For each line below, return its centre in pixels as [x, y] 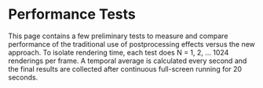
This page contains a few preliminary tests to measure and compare [118, 36]
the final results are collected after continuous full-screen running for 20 [125, 69]
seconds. [23, 77]
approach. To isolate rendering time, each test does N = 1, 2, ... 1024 [119, 52]
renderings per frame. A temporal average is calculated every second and [128, 61]
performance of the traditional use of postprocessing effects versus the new [131, 44]
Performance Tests [72, 14]
